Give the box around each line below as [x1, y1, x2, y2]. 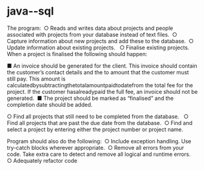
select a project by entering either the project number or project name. [7, 126, 184, 133]
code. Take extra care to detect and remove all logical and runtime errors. [7, 151, 191, 158]
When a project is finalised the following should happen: [7, 50, 148, 57]
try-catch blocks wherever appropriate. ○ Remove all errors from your [7, 144, 185, 151]
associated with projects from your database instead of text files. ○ [7, 30, 178, 38]
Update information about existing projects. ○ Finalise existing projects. [7, 44, 190, 51]
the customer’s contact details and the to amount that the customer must [7, 68, 189, 76]
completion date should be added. [7, 101, 93, 108]
